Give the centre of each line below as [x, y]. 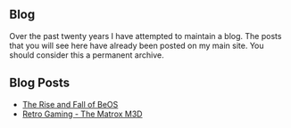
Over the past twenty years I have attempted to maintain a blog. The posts [145, 36]
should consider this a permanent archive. [87, 55]
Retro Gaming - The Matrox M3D [82, 114]
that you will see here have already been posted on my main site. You [137, 45]
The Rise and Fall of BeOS [70, 104]
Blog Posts [40, 83]
